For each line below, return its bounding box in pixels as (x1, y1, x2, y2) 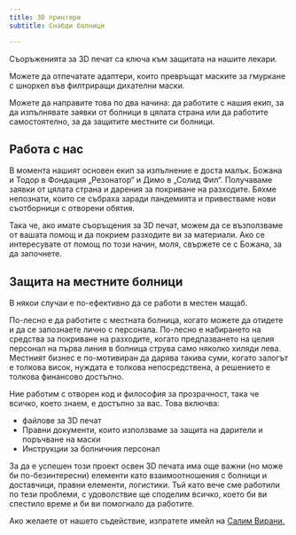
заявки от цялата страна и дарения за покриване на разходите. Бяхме (9, 184, 277, 195)
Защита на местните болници (9, 274, 183, 289)
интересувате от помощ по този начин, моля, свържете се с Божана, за (9, 239, 282, 249)
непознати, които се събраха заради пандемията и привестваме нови (9, 193, 277, 204)
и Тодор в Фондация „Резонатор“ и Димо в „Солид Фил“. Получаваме (9, 175, 273, 185)
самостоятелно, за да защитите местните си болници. (9, 116, 215, 127)
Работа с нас (9, 141, 84, 156)
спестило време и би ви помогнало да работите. (9, 499, 195, 509)
